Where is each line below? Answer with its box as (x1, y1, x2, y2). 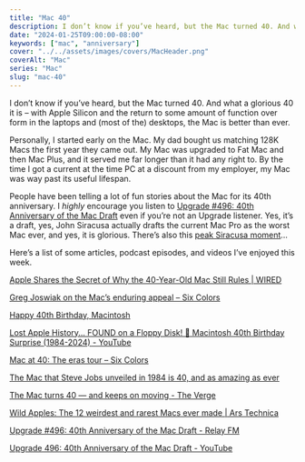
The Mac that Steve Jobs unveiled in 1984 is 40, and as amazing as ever (9, 372, 280, 383)
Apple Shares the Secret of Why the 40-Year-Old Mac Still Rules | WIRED (9, 274, 282, 285)
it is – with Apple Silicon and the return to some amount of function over (9, 106, 279, 118)
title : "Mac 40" (9, 13, 71, 23)
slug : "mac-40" (9, 73, 67, 82)
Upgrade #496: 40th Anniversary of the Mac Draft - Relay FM (9, 425, 241, 436)
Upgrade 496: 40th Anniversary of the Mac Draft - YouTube (9, 442, 233, 453)
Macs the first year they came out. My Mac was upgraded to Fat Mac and (9, 144, 284, 155)
